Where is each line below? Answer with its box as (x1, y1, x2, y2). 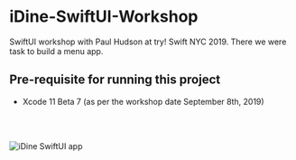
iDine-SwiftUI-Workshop (9, 6, 199, 27)
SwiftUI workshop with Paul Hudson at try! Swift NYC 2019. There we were (9, 36, 287, 47)
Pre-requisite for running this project (9, 72, 221, 88)
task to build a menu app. (9, 45, 104, 56)
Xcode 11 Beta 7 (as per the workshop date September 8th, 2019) (22, 96, 264, 107)
